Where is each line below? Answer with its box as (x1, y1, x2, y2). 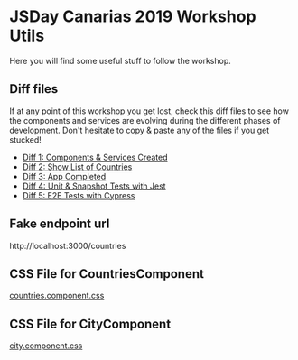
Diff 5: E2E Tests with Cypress (22, 189, 135, 200)
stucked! (9, 134, 42, 145)
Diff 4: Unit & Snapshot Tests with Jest (22, 180, 166, 191)
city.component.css (9, 340, 83, 351)
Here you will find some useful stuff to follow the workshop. (9, 55, 232, 66)
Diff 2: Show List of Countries (22, 161, 133, 172)
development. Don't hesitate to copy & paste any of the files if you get (9, 125, 270, 135)
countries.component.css (9, 291, 105, 301)
